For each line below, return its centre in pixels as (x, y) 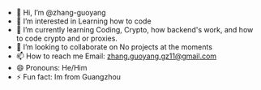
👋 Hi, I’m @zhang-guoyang (61, 13)
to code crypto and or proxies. (66, 38)
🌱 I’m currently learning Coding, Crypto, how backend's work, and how (135, 30)
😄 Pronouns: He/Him (51, 68)
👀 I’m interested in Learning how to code (83, 21)
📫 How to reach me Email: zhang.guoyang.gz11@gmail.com (116, 56)
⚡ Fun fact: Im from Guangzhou (68, 77)
